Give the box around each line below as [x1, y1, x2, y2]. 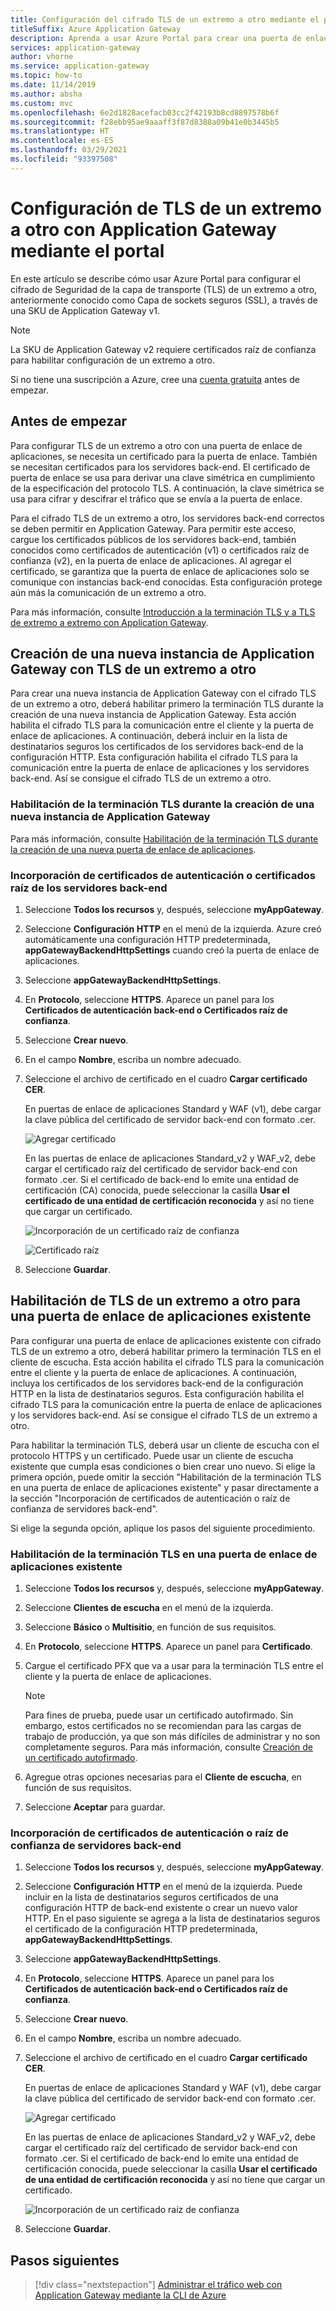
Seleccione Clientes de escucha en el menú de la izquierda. [24, 1602, 274, 1614]
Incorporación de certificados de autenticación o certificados [10, 868, 316, 882]
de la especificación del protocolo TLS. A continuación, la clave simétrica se [10, 482, 325, 494]
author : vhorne [10, 52, 74, 62]
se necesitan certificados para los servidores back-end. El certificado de [10, 461, 311, 473]
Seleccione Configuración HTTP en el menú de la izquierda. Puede [24, 1881, 303, 1893]
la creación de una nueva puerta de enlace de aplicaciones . [10, 843, 257, 855]
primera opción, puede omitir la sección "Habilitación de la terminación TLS [10, 1471, 322, 1483]
